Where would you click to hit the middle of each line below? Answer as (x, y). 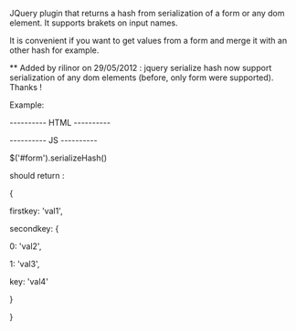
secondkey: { (34, 228)
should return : (37, 176)
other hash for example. (54, 50)
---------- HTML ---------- (60, 123)
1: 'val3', (25, 264)
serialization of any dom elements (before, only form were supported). (142, 78)
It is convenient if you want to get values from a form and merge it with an (148, 41)
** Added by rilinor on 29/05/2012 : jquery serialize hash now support (141, 68)
